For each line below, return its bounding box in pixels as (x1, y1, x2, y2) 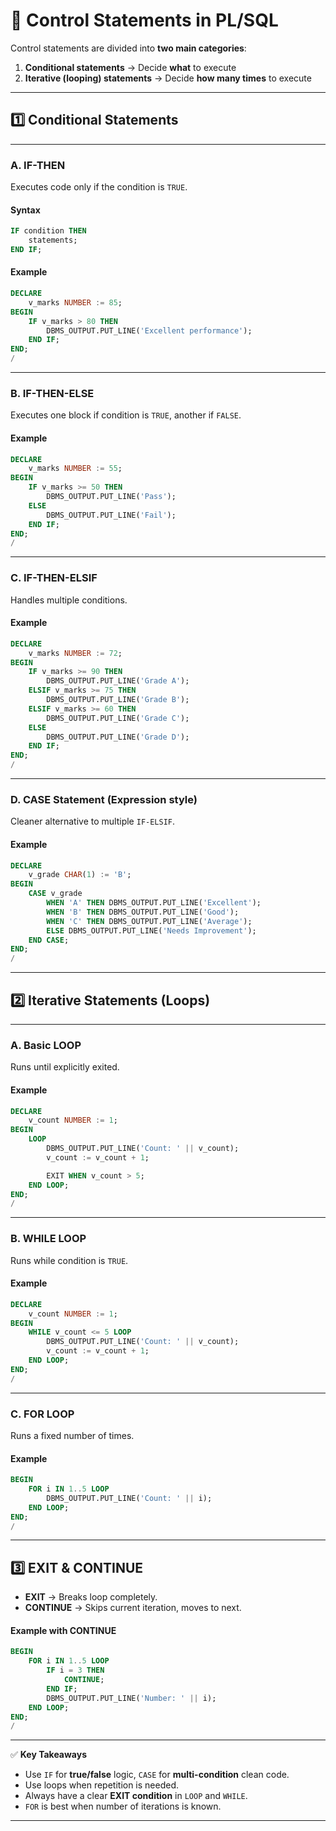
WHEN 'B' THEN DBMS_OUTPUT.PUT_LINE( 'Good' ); (46, 907, 240, 917)
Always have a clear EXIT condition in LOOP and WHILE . (24, 1790, 248, 1802)
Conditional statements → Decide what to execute (24, 61, 237, 73)
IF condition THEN (10, 226, 87, 236)
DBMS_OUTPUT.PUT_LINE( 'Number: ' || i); (46, 1693, 217, 1703)
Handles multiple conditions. (10, 594, 128, 606)
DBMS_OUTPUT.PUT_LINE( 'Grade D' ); (46, 732, 190, 742)
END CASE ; (28, 935, 70, 945)
